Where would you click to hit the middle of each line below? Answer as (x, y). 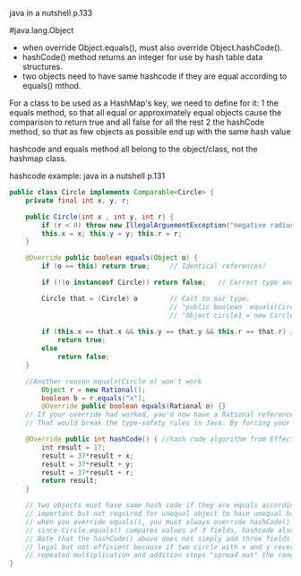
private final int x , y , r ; (77, 201)
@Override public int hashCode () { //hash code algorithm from (146, 439)
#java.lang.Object (42, 30)
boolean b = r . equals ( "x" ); (94, 398)
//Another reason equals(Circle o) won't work (114, 381)
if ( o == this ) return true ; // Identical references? (154, 267)
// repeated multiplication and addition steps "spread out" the (150, 555)
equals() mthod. (52, 86)
